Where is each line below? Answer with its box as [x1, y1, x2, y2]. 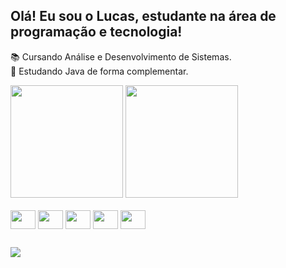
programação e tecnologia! [10, 24, 183, 41]
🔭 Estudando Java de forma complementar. [10, 65, 189, 77]
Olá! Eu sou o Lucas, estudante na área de [10, 8, 277, 25]
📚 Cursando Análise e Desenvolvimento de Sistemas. [10, 50, 232, 63]
